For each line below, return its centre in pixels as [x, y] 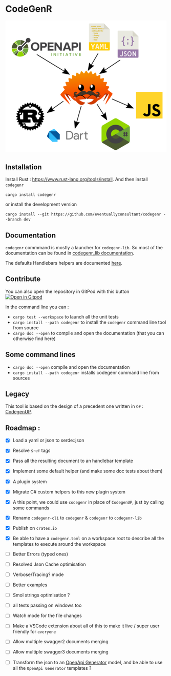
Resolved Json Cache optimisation [49, 564]
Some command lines [40, 355]
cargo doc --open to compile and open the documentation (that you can [88, 333]
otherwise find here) [34, 339]
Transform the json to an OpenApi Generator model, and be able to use [88, 662]
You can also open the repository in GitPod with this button [67, 291]
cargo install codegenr [31, 195]
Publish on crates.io [35, 528]
